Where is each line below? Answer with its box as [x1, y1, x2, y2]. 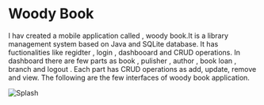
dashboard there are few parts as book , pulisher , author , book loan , [8, 56, 237, 66]
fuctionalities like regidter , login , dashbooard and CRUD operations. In [8, 47, 240, 57]
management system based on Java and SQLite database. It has [8, 39, 219, 48]
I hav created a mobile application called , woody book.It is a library [8, 31, 228, 40]
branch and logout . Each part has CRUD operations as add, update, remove [8, 64, 257, 73]
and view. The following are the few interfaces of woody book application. [8, 73, 250, 82]
